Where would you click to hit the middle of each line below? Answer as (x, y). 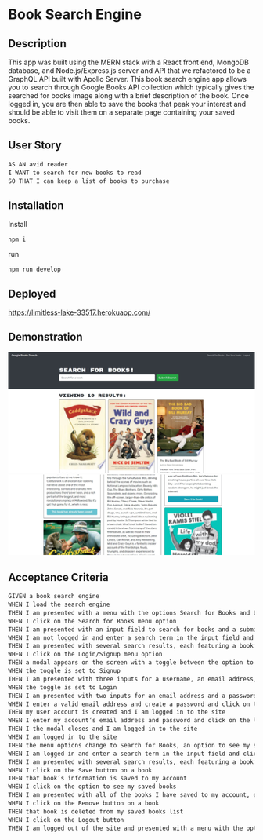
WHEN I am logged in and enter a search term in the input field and (124, 754)
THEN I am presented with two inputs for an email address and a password (133, 696)
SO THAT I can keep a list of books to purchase (89, 181)
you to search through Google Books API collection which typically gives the (131, 87)
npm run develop (34, 270)
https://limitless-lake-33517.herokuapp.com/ (79, 312)
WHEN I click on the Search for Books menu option (92, 621)
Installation (36, 205)
